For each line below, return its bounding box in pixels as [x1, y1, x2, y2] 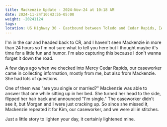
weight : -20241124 [5, 16, 43, 21]
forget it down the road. [5, 55, 54, 61]
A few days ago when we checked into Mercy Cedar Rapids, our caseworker [5, 65, 162, 71]
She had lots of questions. [5, 76, 59, 82]
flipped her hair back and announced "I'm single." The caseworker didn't [5, 96, 154, 102]
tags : [5, 21, 16, 26]
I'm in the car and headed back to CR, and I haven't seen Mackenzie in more [5, 39, 162, 45]
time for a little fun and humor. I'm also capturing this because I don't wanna [5, 50, 162, 56]
